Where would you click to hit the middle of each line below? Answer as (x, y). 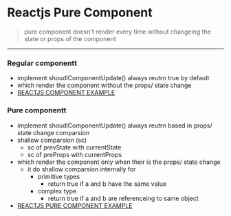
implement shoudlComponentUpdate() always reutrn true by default (113, 78)
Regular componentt (42, 63)
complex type (57, 191)
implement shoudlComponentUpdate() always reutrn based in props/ (114, 125)
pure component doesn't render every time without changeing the (118, 32)
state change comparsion (53, 132)
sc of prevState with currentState (74, 147)
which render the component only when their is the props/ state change (119, 162)
